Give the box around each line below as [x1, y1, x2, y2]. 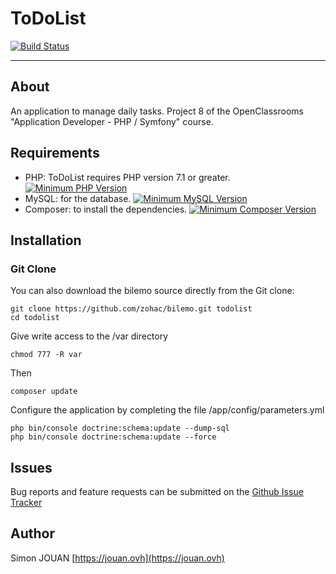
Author [10, 525, 55, 542]
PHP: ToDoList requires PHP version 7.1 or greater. [24, 171, 231, 183]
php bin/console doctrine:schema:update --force [10, 432, 217, 442]
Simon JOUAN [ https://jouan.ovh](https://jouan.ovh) [10, 552, 225, 564]
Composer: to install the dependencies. [24, 203, 188, 215]
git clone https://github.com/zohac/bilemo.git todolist [10, 304, 253, 314]
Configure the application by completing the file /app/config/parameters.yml [10, 404, 325, 416]
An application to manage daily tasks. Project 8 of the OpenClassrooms [10, 105, 304, 117]
